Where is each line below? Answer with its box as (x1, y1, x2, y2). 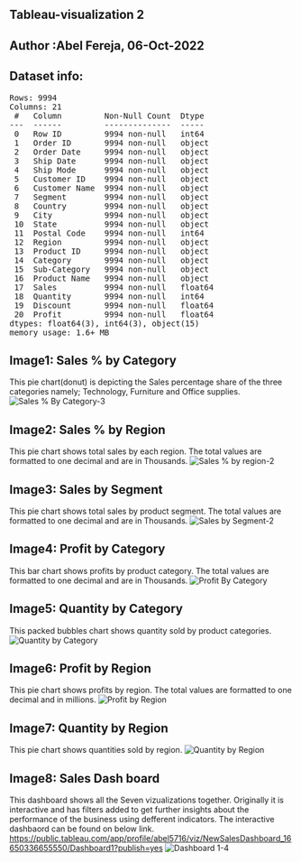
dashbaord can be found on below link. (9, 823, 155, 834)
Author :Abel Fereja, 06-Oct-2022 (9, 38, 205, 53)
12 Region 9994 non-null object (14, 236, 210, 247)
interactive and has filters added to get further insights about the (9, 804, 250, 815)
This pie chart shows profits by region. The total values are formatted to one (9, 685, 293, 696)
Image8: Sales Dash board (9, 771, 160, 786)
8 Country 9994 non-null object (14, 200, 210, 211)
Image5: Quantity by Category (9, 601, 183, 616)
